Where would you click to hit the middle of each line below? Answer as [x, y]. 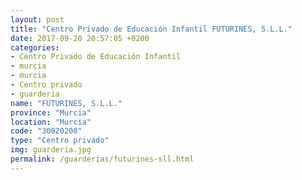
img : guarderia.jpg [51, 150]
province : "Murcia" [51, 112]
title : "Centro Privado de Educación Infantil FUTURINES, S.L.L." [151, 29]
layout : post [37, 19]
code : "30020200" [46, 131]
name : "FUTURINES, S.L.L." [66, 103]
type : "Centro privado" [60, 141]
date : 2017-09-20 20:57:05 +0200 [80, 38]
